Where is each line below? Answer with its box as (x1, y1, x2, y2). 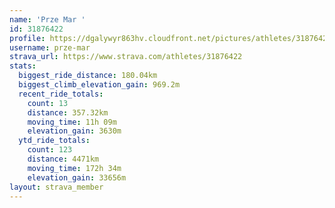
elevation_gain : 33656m (27, 172, 127, 183)
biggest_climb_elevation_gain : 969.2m (18, 80, 181, 90)
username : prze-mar (9, 42, 91, 53)
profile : (9, 33, 46, 43)
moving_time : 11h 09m (27, 117, 117, 127)
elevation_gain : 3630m (27, 126, 122, 136)
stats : (9, 61, 37, 71)
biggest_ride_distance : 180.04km (18, 71, 158, 81)
